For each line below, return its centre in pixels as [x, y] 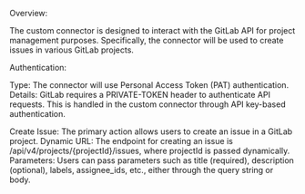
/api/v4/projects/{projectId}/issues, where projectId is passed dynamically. [150, 150]
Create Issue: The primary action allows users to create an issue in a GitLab [151, 131]
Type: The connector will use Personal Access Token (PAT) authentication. [149, 85]
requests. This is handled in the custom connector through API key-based [147, 104]
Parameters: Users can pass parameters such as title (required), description [152, 160]
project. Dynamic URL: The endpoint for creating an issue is [122, 141]
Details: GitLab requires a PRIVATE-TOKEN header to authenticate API [140, 95]
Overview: [29, 13]
